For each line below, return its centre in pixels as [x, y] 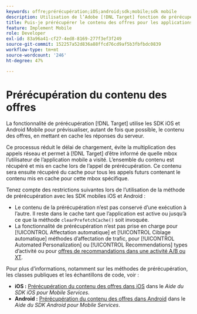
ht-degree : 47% [25, 60]
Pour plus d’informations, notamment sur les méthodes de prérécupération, [97, 269]
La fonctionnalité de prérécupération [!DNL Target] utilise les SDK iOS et [93, 123]
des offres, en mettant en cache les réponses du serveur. [75, 136]
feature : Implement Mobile [39, 28]
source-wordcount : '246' [36, 55]
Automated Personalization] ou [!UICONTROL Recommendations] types [101, 245]
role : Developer [26, 33]
